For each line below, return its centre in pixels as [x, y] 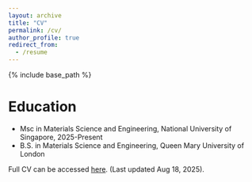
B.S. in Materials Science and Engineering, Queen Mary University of [132, 145]
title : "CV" [28, 23]
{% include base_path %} [50, 75]
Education [42, 107]
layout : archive [35, 15]
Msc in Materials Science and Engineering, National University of [126, 128]
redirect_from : [33, 45]
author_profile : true [44, 38]
